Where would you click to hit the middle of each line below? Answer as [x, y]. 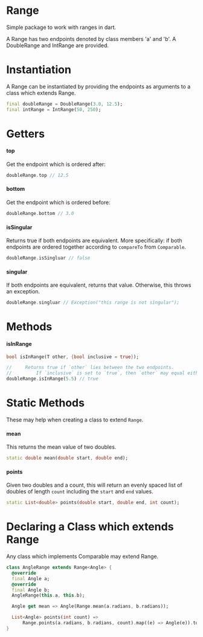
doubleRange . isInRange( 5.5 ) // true [52, 379]
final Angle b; [31, 590]
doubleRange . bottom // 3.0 [40, 214]
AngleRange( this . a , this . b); [48, 595]
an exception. [23, 292]
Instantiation [39, 70]
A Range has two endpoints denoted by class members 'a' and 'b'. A [91, 39]
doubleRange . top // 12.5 [37, 176]
